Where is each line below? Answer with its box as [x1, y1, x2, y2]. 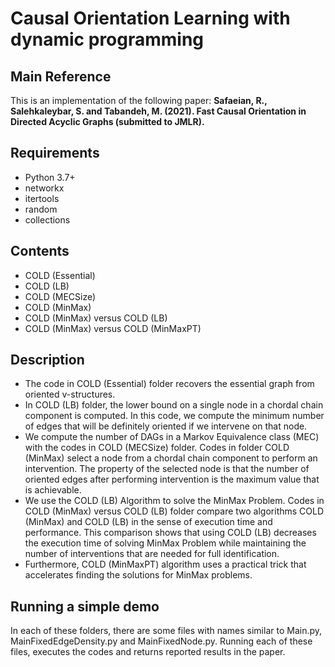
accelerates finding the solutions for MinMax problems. [24, 569, 253, 581]
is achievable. [24, 484, 82, 496]
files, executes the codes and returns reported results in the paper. [10, 646, 286, 658]
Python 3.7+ [24, 171, 76, 183]
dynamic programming [10, 28, 205, 51]
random [24, 203, 58, 215]
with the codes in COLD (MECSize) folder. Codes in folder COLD [24, 442, 290, 454]
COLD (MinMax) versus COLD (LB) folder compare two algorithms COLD [24, 505, 325, 517]
